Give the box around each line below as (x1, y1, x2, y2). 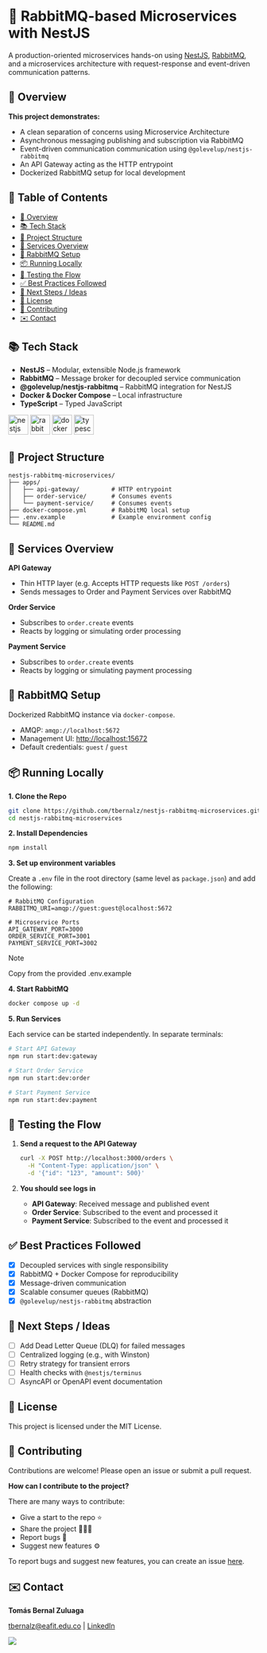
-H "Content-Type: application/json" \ (27, 1162, 160, 1170)
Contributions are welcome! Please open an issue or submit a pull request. (8, 1465, 252, 1475)
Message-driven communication (19, 1278, 127, 1288)
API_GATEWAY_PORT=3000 (8, 925, 83, 934)
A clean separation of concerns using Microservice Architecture (19, 127, 230, 136)
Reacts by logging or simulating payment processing (19, 666, 192, 675)
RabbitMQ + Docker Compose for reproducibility (19, 1269, 179, 1279)
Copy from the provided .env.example (8, 969, 133, 979)
